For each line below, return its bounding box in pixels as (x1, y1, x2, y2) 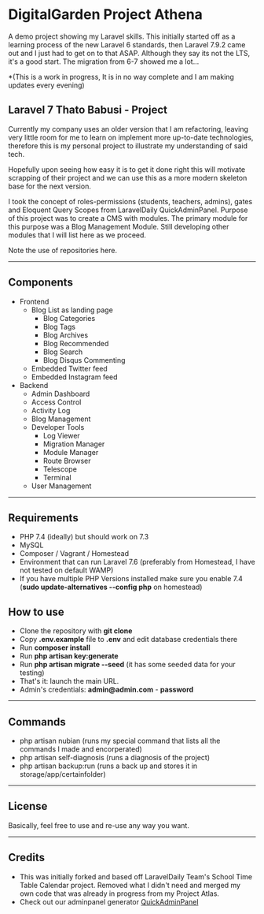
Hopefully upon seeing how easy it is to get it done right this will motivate (8, 164, 246, 174)
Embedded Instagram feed (31, 372, 118, 382)
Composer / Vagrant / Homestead (19, 549, 130, 558)
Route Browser (42, 456, 92, 465)
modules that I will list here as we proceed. (8, 230, 147, 240)
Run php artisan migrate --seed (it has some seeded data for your (19, 660, 236, 670)
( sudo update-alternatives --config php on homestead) (19, 582, 203, 592)
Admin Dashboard (31, 389, 90, 398)
